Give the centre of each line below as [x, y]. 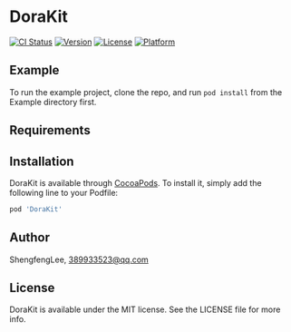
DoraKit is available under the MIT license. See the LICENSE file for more [145, 309]
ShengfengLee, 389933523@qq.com [79, 259]
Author [29, 238]
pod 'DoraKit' [36, 209]
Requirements [50, 130]
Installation [42, 161]
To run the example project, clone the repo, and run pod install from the [146, 92]
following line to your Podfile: [64, 192]
